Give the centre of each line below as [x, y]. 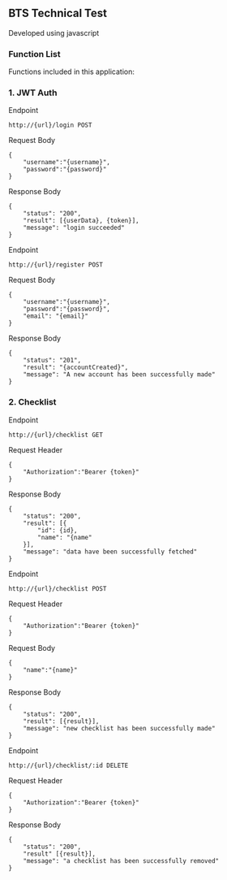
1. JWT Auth [33, 93]
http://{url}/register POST [56, 265]
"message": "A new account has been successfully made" [120, 375]
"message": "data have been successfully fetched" [110, 552]
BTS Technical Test [58, 13]
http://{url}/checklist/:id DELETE [69, 765]
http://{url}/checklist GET [56, 435]
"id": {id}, [58, 530]
